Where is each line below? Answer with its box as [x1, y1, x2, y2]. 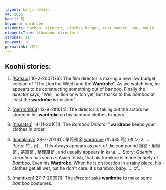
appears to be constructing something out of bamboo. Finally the [12, 86, 145, 92]
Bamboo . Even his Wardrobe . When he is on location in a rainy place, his [12, 160, 161, 166]
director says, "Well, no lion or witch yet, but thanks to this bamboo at [12, 91, 155, 97]
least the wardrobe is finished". [12, 97, 77, 103]
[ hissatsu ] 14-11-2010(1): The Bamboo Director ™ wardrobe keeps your [12, 121, 155, 127]
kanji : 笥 [5, 16, 25, 21]
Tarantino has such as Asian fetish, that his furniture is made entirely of [12, 155, 159, 161]
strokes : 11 [5, 35, 30, 40]
